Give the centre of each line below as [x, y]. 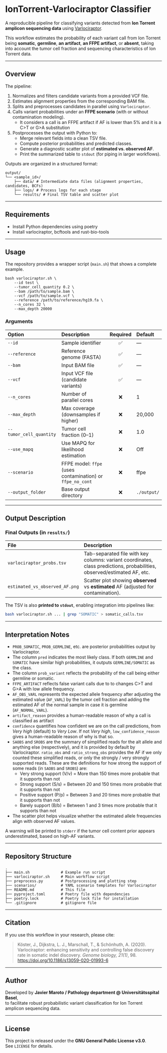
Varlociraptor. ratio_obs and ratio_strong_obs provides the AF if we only [87, 753]
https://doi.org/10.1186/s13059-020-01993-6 [63, 960]
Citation [18, 923]
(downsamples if [81, 414]
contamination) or [82, 476]
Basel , [12, 998]
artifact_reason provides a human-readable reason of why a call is [82, 715]
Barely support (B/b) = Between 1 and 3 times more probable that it [88, 805]
